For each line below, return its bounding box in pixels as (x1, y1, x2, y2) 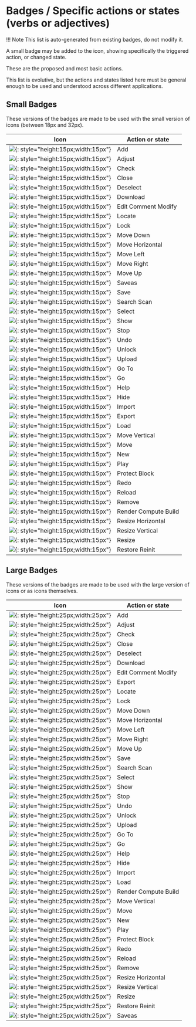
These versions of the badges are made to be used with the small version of (6, 115, 190, 122)
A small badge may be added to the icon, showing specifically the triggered (6, 47, 189, 54)
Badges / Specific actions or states (6, 4, 180, 18)
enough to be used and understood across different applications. (6, 82, 163, 89)
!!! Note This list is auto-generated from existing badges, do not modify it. (6, 36, 184, 43)
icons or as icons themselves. (6, 587, 78, 594)
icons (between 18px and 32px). (6, 121, 84, 128)
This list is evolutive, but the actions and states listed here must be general (6, 76, 187, 83)
